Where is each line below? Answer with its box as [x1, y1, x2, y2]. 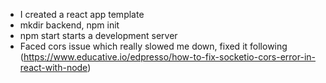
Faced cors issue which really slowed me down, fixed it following [19, 40, 288, 52]
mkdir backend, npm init [19, 19, 120, 31]
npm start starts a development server [19, 30, 178, 41]
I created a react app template [19, 9, 145, 20]
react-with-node [19, 62, 88, 73]
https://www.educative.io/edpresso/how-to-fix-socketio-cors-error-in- [23, 51, 317, 63]
